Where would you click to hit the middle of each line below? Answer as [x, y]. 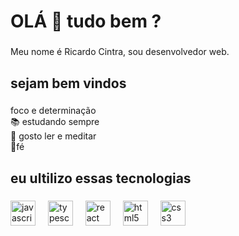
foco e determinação [53, 111]
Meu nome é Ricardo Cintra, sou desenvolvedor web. [120, 52]
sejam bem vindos [68, 83]
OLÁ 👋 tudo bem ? [86, 21]
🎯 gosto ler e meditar [53, 136]
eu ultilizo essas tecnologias [101, 178]
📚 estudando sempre [55, 122]
